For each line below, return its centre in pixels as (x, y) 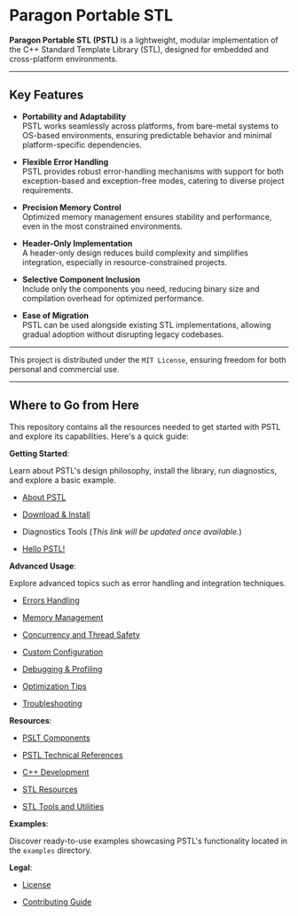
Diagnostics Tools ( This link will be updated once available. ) (132, 531)
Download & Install (56, 514)
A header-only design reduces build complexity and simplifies (135, 253)
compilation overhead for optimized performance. (113, 298)
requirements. (47, 190)
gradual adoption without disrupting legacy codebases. (123, 334)
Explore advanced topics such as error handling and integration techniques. (148, 583)
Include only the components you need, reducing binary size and (141, 288)
